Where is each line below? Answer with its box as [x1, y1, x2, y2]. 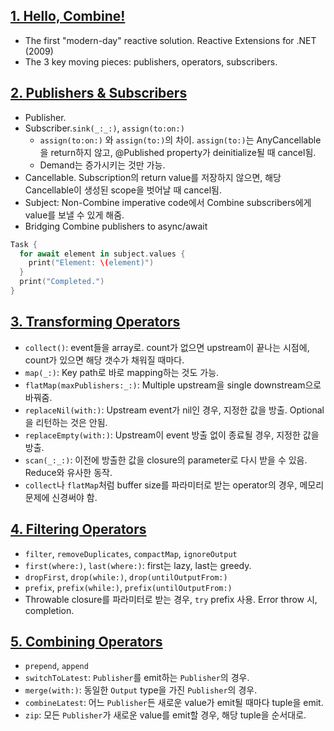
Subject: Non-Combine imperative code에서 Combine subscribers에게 [24, 196, 312, 208]
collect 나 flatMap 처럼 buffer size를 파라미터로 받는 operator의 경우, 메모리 [24, 479, 325, 491]
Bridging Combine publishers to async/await [24, 220, 208, 232]
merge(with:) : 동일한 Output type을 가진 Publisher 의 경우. [24, 684, 258, 696]
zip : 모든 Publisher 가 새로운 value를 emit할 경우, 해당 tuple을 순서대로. [24, 709, 307, 721]
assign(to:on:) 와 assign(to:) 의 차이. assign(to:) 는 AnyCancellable [39, 134, 322, 146]
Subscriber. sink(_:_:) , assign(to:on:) [24, 122, 185, 134]
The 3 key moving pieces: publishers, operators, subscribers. [24, 55, 278, 68]
